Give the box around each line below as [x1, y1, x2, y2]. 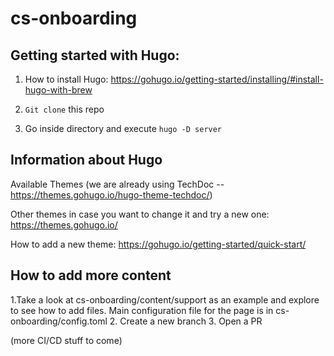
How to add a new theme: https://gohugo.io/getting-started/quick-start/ [10, 238, 307, 250]
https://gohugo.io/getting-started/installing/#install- [110, 73, 324, 85]
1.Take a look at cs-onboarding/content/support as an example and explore [10, 293, 320, 306]
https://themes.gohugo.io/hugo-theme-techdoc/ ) [10, 188, 213, 201]
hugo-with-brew [24, 84, 93, 96]
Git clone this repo [24, 103, 105, 115]
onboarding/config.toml [10, 315, 108, 327]
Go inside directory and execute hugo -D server [24, 123, 223, 134]
